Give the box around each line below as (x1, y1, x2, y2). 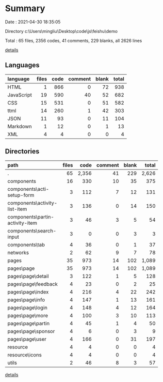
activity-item (7, 219, 37, 226)
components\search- (7, 227, 57, 234)
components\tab (7, 241, 45, 248)
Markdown (7, 123, 32, 130)
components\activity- (7, 199, 57, 206)
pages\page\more (7, 312, 49, 319)
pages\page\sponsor (7, 328, 55, 335)
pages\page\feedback (7, 280, 58, 287)
